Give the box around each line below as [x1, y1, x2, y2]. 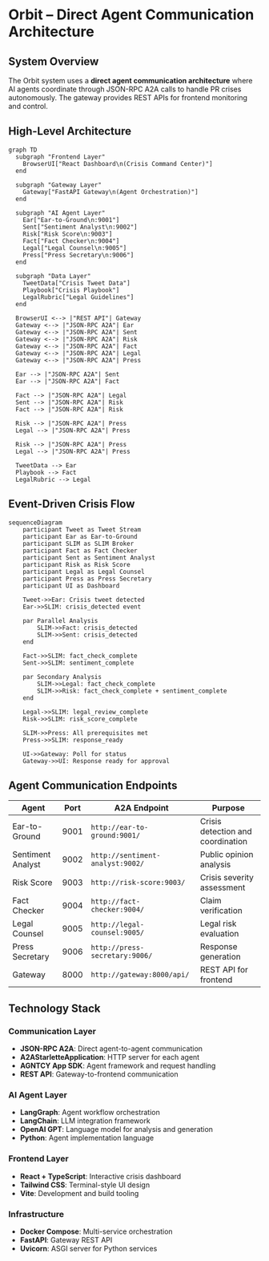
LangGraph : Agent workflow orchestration [19, 1108, 160, 1118]
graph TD [8, 146, 38, 154]
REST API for [199, 964, 248, 976]
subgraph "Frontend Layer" [15, 152, 106, 161]
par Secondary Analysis [22, 673, 102, 681]
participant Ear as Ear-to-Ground [22, 532, 138, 540]
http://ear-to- [90, 823, 149, 832]
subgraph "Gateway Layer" [15, 180, 102, 189]
